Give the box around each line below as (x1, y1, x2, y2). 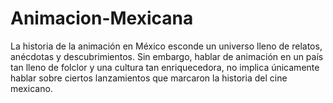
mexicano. (10, 82, 53, 94)
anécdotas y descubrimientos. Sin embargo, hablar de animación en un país (10, 50, 324, 62)
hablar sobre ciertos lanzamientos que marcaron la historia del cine (10, 72, 288, 84)
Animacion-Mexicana (10, 7, 194, 30)
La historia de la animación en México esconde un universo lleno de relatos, (10, 40, 323, 52)
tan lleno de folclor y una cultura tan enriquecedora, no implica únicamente (10, 61, 320, 73)
